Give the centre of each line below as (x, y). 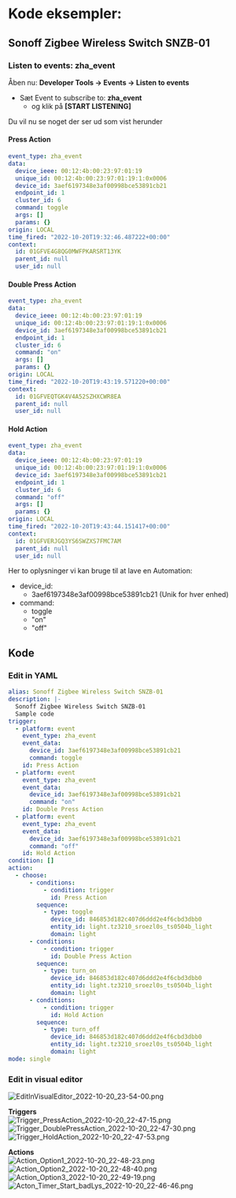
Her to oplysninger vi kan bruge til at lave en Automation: (100, 571)
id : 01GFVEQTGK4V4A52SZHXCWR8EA (68, 396)
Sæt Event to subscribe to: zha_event (81, 98)
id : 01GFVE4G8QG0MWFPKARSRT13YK (68, 252)
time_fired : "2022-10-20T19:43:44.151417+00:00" (89, 527)
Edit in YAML (33, 675)
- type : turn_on (70, 971)
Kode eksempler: (65, 14)
